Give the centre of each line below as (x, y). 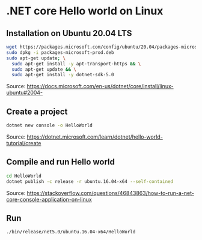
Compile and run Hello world (61, 162)
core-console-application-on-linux (49, 199)
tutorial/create (24, 143)
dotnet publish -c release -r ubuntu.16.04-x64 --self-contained (90, 181)
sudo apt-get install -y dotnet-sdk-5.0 (63, 75)
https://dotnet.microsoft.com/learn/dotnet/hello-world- (95, 137)
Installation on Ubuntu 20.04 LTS (69, 33)
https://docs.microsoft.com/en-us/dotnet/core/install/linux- (100, 86)
